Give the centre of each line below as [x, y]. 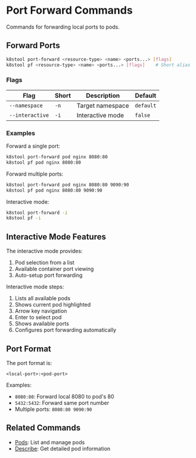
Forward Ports [33, 46]
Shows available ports [42, 324]
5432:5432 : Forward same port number [62, 403]
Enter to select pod [38, 317]
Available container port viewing [54, 269]
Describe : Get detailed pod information [63, 448]
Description [103, 95]
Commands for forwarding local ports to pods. [63, 27]
